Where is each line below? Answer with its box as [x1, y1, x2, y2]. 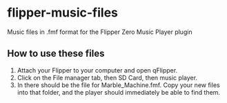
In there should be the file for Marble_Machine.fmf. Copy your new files [17, 81, 220, 89]
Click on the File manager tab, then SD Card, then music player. [17, 73, 198, 82]
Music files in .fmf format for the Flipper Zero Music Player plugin [7, 28, 193, 36]
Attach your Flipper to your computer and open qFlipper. [17, 66, 178, 74]
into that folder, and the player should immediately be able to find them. [17, 88, 221, 96]
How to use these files [7, 48, 105, 59]
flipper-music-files [7, 5, 119, 21]
